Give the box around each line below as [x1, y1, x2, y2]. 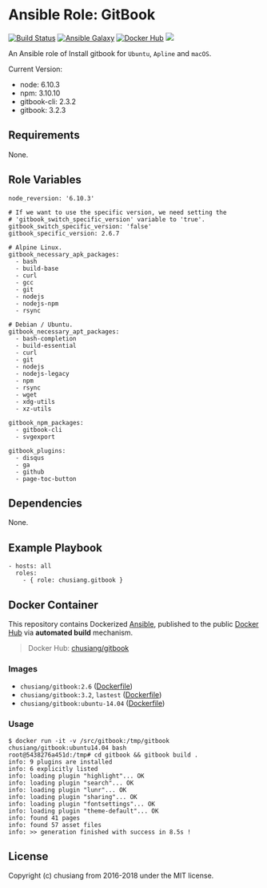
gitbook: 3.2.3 [19, 105, 66, 115]
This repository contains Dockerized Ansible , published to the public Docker [8, 620, 259, 628]
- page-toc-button [15, 474, 78, 482]
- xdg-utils [15, 398, 56, 406]
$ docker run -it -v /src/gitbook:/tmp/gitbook [8, 737, 170, 745]
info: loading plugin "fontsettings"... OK [8, 800, 156, 808]
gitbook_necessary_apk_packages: [8, 250, 120, 258]
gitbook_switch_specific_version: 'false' [8, 222, 152, 230]
